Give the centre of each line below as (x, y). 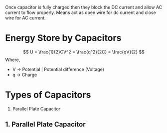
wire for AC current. (25, 18)
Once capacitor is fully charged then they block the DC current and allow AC (84, 7)
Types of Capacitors (48, 95)
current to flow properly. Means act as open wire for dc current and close (81, 12)
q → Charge (25, 74)
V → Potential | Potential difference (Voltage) (58, 69)
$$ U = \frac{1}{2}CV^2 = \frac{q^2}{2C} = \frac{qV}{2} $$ (84, 51)
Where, (13, 59)
